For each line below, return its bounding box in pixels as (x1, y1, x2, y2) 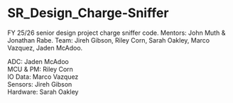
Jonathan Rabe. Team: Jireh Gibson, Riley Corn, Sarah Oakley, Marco (7, 36, 210, 44)
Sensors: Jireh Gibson (7, 80, 72, 88)
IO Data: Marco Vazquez (7, 72, 79, 81)
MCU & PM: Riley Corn (7, 65, 73, 73)
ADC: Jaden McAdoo (7, 57, 69, 65)
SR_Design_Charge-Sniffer (7, 5, 169, 21)
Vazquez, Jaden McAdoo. (7, 43, 83, 52)
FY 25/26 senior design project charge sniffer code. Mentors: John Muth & (7, 28, 226, 37)
